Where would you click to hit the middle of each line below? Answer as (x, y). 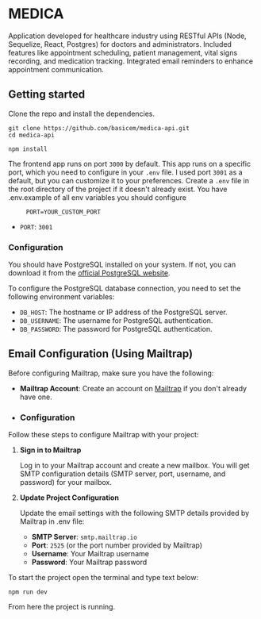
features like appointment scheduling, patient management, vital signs (123, 52)
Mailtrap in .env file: (52, 521)
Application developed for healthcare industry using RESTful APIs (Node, (128, 36)
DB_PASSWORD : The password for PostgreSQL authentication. (116, 329)
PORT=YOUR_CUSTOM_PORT (63, 212)
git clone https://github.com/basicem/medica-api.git (99, 128)
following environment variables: (61, 297)
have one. (36, 397)
